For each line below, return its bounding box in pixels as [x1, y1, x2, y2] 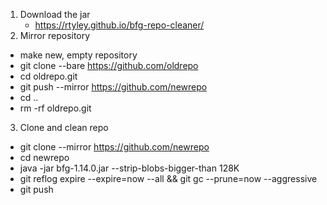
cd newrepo [19, 152, 70, 163]
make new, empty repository [19, 49, 138, 61]
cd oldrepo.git [19, 70, 78, 82]
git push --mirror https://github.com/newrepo [19, 81, 208, 93]
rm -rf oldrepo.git [19, 102, 92, 114]
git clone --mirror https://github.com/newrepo [19, 141, 210, 153]
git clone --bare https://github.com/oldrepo [19, 60, 199, 71]
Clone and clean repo [19, 122, 109, 133]
